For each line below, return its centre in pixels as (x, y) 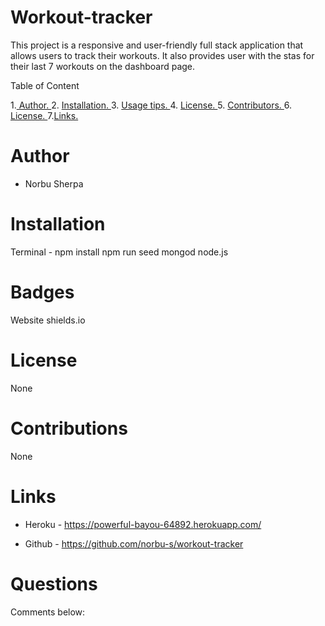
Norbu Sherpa (54, 183)
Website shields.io (48, 320)
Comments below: (48, 612)
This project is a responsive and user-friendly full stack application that (157, 45)
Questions (54, 583)
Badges (42, 292)
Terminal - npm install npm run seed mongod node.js (119, 252)
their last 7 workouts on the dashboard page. (103, 66)
